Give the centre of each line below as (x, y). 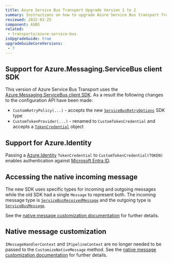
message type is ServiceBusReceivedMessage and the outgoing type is (78, 200)
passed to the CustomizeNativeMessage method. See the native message (81, 249)
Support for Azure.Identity (49, 143)
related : (15, 29)
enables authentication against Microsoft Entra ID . (58, 161)
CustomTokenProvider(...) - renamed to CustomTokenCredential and (84, 121)
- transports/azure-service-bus (42, 34)
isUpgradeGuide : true (28, 39)
